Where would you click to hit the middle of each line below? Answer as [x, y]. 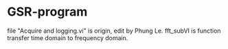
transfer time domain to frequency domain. [68, 37]
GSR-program [47, 12]
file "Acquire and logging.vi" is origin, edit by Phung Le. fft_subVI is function [114, 31]
